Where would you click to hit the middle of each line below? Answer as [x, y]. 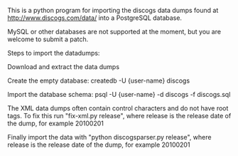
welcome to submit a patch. [48, 39]
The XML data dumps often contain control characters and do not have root [118, 108]
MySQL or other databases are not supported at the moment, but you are [114, 32]
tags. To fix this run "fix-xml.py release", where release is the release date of [119, 116]
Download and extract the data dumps [63, 67]
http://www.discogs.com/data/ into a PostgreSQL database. [95, 18]
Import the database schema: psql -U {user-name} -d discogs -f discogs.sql [119, 94]
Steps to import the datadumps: [54, 53]
